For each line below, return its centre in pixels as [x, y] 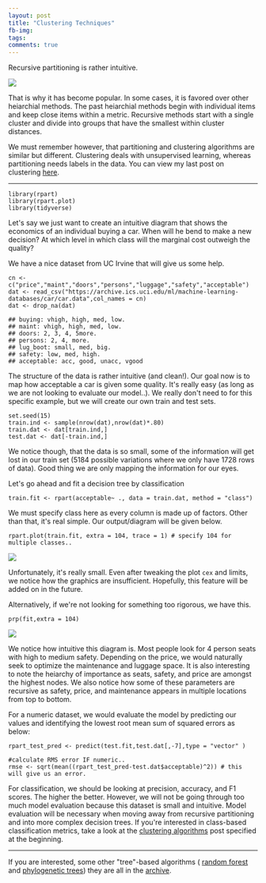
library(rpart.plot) [42, 202]
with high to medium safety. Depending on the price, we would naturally [125, 657]
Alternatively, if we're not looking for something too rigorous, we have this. [130, 605]
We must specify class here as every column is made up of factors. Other [128, 513]
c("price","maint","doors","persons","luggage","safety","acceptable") [129, 285]
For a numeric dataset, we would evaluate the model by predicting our [122, 715]
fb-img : [21, 30]
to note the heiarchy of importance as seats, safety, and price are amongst [130, 674]
